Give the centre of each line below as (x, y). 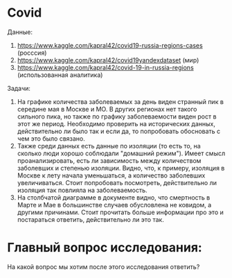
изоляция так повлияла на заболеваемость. (82, 190)
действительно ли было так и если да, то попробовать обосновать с (119, 131)
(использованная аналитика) (60, 75)
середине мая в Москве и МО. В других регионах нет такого (107, 109)
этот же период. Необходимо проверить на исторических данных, (116, 123)
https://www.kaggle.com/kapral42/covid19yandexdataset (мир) (108, 60)
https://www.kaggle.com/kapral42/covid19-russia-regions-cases (110, 45)
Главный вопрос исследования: (105, 248)
